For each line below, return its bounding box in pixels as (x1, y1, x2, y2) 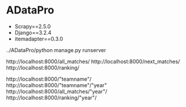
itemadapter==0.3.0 (14, 35, 64, 42)
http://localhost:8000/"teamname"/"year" (6, 81, 107, 88)
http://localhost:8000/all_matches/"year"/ (6, 88, 108, 95)
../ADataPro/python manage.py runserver (6, 46, 107, 53)
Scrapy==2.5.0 (14, 23, 51, 30)
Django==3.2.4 (14, 29, 52, 36)
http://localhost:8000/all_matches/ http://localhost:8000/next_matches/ (6, 58, 181, 65)
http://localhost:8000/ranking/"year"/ (6, 94, 97, 101)
